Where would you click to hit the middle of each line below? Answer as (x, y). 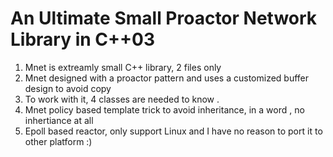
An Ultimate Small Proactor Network (164, 18)
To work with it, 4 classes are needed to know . (122, 99)
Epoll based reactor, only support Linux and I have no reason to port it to (173, 131)
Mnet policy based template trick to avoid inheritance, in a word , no (164, 109)
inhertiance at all (59, 120)
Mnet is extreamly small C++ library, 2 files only (123, 67)
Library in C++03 (82, 39)
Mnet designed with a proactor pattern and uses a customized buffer (167, 78)
